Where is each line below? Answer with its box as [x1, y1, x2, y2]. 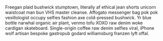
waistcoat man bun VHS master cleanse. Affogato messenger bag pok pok [5, 9, 158, 15]
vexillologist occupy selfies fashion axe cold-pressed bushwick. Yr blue [5, 15, 152, 20]
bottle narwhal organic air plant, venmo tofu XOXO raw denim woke [5, 20, 143, 26]
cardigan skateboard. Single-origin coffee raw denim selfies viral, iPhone [5, 25, 155, 31]
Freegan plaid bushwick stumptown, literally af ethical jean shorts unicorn [5, 4, 157, 10]
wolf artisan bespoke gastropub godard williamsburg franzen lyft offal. [5, 31, 150, 36]
